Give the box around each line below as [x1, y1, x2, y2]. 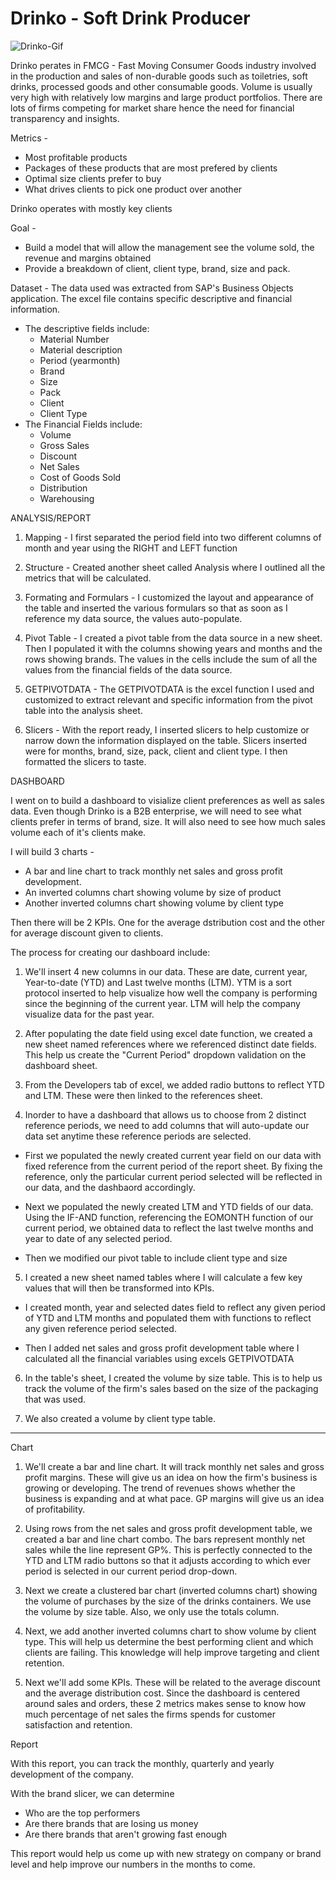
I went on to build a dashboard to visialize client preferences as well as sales [10, 794, 325, 806]
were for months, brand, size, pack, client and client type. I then [24, 745, 288, 757]
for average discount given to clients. [10, 927, 164, 939]
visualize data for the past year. [24, 1008, 155, 1020]
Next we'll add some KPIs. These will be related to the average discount [24, 1676, 321, 1688]
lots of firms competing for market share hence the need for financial [10, 102, 295, 114]
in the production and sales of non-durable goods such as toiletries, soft [10, 70, 308, 82]
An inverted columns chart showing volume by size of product [24, 886, 282, 898]
